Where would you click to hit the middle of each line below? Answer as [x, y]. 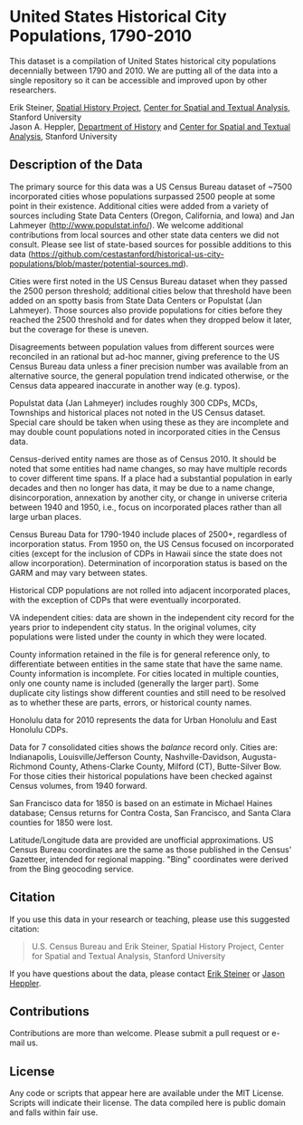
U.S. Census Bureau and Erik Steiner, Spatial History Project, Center [158, 946]
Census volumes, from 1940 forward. [78, 785]
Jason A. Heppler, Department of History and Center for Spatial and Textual [150, 126]
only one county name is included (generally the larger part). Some [134, 683]
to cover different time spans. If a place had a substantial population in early [151, 478]
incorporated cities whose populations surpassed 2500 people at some [142, 196]
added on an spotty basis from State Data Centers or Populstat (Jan [136, 300]
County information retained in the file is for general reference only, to [140, 654]
